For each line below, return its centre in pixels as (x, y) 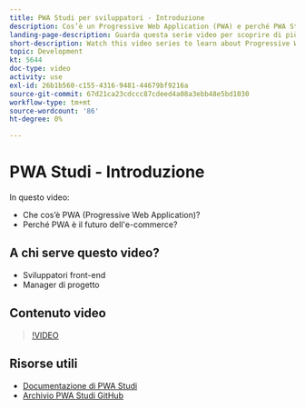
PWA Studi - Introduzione (107, 172)
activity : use (36, 77)
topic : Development (46, 52)
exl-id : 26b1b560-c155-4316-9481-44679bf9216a (99, 85)
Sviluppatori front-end (64, 274)
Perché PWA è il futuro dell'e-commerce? (100, 224)
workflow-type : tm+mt (50, 102)
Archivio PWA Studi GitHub (73, 395)
